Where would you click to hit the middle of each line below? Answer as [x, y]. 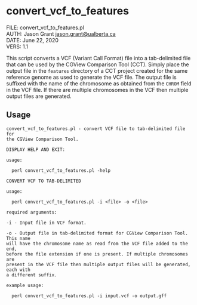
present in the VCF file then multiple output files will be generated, [98, 264]
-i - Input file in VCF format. [46, 223]
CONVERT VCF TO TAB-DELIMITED [44, 181]
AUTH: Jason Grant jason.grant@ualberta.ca [61, 33]
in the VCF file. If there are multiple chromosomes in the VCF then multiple [98, 90]
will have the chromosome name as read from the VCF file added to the [97, 244]
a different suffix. [32, 275]
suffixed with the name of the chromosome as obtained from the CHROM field [99, 83]
